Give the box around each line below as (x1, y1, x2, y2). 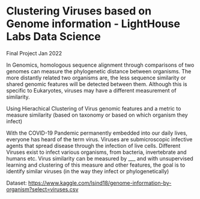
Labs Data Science (6, 30, 101, 43)
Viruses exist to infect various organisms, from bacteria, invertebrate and (6, 148, 187, 156)
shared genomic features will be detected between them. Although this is (6, 80, 187, 88)
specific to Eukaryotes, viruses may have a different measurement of (6, 87, 177, 94)
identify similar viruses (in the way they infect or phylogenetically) (6, 167, 169, 175)
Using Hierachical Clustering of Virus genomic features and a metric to (6, 105, 181, 112)
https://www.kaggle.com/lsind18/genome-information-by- (28, 179, 172, 186)
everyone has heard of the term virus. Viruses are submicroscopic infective (6, 135, 193, 142)
